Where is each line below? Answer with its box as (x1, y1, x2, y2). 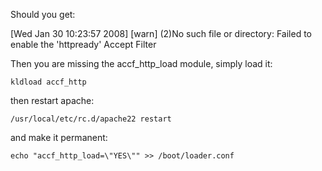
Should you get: (10, 9, 76, 20)
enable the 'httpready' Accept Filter (10, 39, 157, 50)
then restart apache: (10, 95, 95, 106)
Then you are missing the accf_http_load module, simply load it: (10, 58, 273, 69)
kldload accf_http (10, 77, 87, 87)
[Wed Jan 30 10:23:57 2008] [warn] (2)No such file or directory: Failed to (10, 28, 313, 39)
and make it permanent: (10, 132, 108, 143)
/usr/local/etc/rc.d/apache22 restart (10, 114, 172, 124)
